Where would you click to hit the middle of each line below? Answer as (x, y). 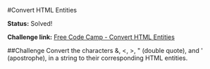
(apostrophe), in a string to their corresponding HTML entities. (98, 58)
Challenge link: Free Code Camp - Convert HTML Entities (91, 37)
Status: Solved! (30, 23)
